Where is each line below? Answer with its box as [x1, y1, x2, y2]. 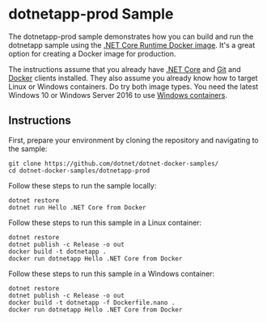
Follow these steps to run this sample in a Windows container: [8, 269, 215, 278]
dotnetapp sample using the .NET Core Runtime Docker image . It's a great [8, 40, 256, 49]
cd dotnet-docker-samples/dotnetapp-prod [8, 167, 150, 175]
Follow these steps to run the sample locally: [8, 180, 157, 190]
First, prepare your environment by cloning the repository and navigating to [8, 135, 259, 145]
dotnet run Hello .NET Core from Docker [8, 203, 147, 211]
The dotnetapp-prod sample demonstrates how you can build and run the [8, 32, 254, 41]
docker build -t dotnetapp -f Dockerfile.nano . [8, 299, 176, 307]
